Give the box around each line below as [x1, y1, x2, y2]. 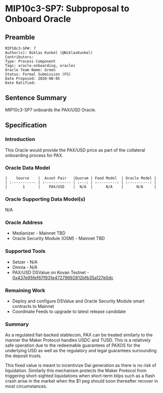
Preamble [5, 33, 35, 41]
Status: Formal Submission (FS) [5, 72, 71, 77]
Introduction [5, 136, 35, 143]
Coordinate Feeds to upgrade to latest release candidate [12, 308, 126, 314]
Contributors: [5, 55, 34, 60]
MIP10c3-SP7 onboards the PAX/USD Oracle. [5, 107, 96, 113]
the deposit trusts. [5, 353, 42, 359]
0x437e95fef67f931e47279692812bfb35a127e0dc [12, 274, 114, 280]
